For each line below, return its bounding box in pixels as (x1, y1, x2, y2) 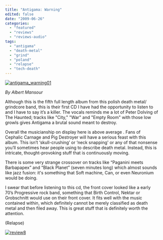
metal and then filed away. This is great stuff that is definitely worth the (5, 205, 148, 211)
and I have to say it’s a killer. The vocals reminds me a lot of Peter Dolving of (5, 109, 159, 115)
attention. (5, 211, 24, 216)
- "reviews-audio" (9, 35, 47, 40)
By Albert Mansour (5, 89, 43, 95)
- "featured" (9, 25, 36, 30)
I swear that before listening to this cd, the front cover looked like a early (5, 185, 151, 190)
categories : (5, 21, 29, 26)
